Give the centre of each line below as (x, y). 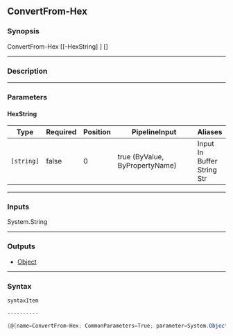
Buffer (207, 161)
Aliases (210, 132)
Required (61, 132)
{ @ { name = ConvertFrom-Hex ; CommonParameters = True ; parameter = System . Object (118, 326)
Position (97, 132)
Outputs (21, 246)
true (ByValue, (141, 157)
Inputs (18, 207)
